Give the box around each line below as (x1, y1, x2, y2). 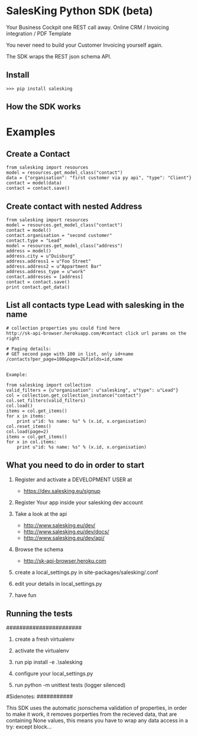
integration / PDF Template (6, 30, 72, 37)
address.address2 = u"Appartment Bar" (6, 263, 102, 270)
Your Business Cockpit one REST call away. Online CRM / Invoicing (6, 24, 169, 31)
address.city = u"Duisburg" (6, 253, 76, 259)
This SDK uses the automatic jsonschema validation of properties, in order (6, 705, 188, 712)
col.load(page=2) (6, 429, 49, 435)
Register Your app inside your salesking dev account (14, 498, 143, 506)
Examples (6, 125, 56, 139)
